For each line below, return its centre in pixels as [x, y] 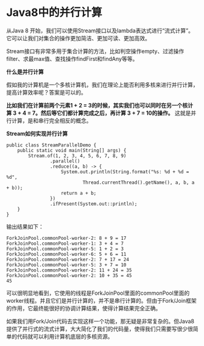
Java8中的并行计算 [54, 13]
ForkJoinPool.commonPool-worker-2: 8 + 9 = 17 [66, 238]
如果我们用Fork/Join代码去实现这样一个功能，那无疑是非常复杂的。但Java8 [100, 321]
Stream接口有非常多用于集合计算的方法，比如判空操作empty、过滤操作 [95, 51]
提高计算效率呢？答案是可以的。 [46, 92]
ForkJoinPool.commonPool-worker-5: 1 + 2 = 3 [65, 249]
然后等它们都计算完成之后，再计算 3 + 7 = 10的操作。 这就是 [116, 113]
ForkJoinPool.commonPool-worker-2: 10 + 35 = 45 [69, 275]
